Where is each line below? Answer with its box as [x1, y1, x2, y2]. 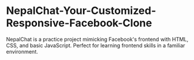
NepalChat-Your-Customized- [6, 4, 156, 17]
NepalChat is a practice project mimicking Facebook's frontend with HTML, [6, 36, 189, 43]
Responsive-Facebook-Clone [6, 16, 152, 30]
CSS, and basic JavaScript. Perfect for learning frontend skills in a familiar [6, 42, 185, 49]
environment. [6, 48, 38, 55]
